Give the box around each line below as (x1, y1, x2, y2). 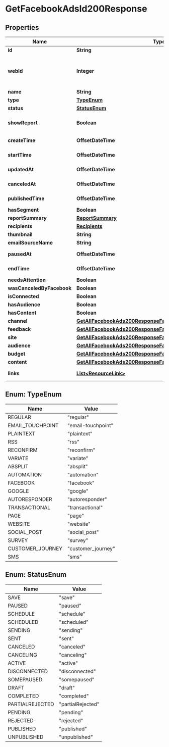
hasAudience (8, 301, 40, 308)
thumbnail (8, 231, 33, 238)
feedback (8, 326, 31, 332)
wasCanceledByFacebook (8, 285, 72, 291)
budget (8, 351, 26, 357)
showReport (8, 119, 38, 126)
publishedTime (8, 195, 45, 202)
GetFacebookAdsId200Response (5, 3, 147, 15)
